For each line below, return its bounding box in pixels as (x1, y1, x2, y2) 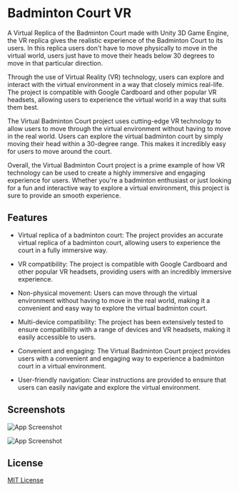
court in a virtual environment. (17, 361, 107, 370)
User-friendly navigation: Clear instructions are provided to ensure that (17, 376, 227, 384)
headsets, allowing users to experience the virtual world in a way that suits (7, 95, 227, 104)
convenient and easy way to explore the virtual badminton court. (17, 304, 208, 312)
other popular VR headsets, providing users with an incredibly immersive (17, 267, 232, 276)
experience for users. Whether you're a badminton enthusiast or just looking (7, 176, 232, 185)
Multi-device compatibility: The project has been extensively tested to (17, 317, 223, 326)
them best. (7, 103, 39, 111)
